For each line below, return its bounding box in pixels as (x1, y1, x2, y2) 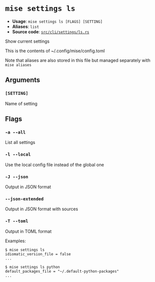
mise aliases (5, 62, 32, 67)
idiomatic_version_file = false (5, 252, 71, 256)
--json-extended (5, 196, 44, 201)
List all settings (5, 140, 36, 145)
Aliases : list (12, 24, 39, 29)
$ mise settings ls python (5, 264, 60, 269)
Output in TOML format (5, 228, 52, 234)
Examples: (5, 238, 26, 244)
